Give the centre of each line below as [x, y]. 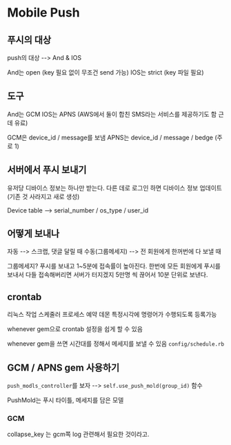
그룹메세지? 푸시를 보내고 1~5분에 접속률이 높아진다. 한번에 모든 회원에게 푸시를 [114, 266]
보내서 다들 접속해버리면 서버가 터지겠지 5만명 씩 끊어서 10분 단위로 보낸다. [108, 275]
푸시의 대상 [29, 40]
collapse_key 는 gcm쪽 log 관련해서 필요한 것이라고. [78, 434]
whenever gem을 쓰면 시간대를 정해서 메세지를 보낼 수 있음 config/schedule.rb [116, 344]
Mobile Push [44, 13]
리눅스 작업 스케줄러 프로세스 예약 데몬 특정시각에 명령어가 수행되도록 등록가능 [112, 315]
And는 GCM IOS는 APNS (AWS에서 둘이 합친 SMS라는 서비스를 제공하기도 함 [112, 114]
